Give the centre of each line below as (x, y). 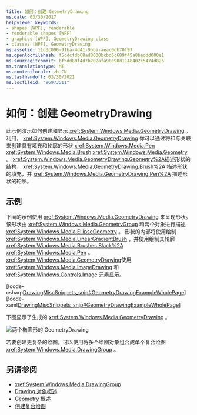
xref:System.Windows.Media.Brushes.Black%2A (65, 245)
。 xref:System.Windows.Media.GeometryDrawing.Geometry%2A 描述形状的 (98, 159)
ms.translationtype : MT (35, 66)
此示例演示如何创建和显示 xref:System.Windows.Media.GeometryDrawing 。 (98, 130)
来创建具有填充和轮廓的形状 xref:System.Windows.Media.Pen (81, 145)
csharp (15, 292)
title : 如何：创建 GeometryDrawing (48, 11)
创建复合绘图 (30, 406)
